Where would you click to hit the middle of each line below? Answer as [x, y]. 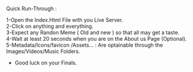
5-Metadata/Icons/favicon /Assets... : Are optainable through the [85, 45]
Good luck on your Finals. [46, 63]
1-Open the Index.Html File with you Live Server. [65, 20]
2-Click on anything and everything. [50, 26]
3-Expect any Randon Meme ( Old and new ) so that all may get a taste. [93, 32]
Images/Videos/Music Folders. [43, 51]
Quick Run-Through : [32, 9]
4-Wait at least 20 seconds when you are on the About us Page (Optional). [97, 39]
